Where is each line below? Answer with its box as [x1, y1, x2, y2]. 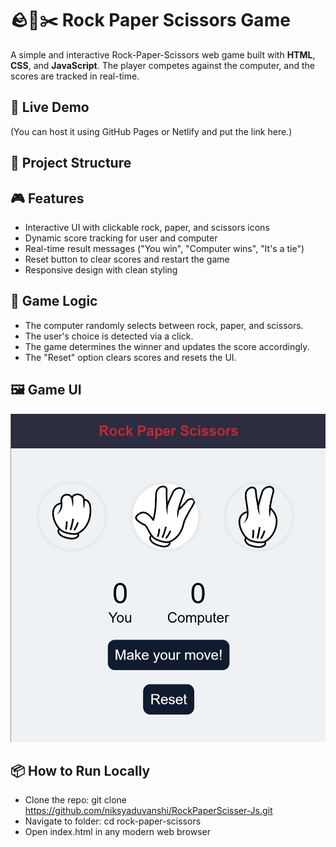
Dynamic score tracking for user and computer [24, 232, 218, 244]
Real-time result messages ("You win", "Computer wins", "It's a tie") [24, 242, 305, 254]
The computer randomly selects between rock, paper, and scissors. [24, 319, 304, 331]
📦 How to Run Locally [10, 762, 151, 779]
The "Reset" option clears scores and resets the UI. [24, 351, 237, 363]
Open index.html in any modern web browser [24, 826, 211, 838]
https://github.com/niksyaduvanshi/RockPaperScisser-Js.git [24, 805, 273, 817]
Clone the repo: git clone [24, 794, 127, 806]
